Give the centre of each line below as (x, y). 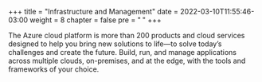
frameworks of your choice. (54, 69)
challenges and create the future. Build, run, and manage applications (123, 52)
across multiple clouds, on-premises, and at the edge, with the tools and (127, 61)
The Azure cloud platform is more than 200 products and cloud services (127, 35)
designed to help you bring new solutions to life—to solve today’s (115, 44)
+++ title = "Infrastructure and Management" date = (94, 12)
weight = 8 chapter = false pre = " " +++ (96, 20)
